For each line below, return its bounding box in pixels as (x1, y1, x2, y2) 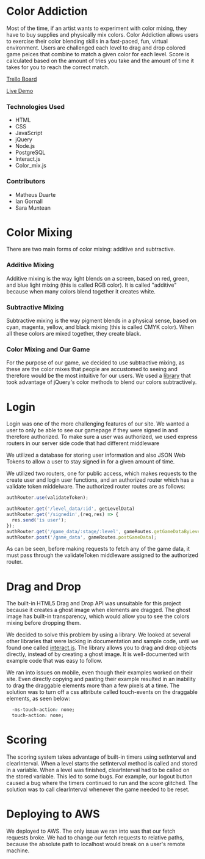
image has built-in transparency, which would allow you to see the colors (6, 613, 190, 620)
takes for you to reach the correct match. (6, 63, 110, 71)
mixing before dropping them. (6, 619, 81, 627)
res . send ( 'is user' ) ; (12, 517, 67, 523)
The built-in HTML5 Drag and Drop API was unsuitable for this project (6, 600, 181, 607)
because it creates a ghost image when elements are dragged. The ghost (6, 606, 191, 614)
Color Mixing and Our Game (6, 345, 90, 353)
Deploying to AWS (6, 807, 100, 821)
